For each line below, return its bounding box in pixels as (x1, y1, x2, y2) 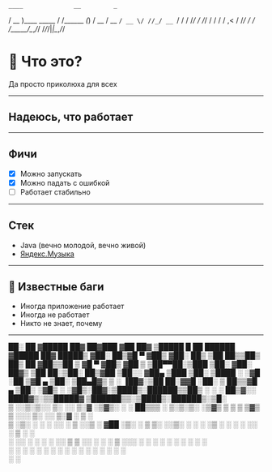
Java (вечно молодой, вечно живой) (19, 240, 147, 250)
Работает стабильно (19, 187, 91, 196)
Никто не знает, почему (19, 319, 103, 328)
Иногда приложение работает (19, 302, 125, 311)
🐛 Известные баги (8, 280, 104, 294)
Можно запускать (19, 169, 83, 178)
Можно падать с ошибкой (19, 178, 110, 187)
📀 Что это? (8, 53, 83, 71)
